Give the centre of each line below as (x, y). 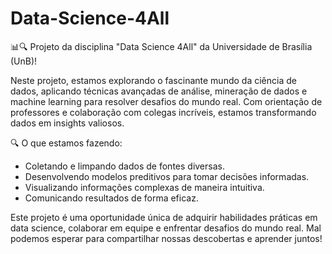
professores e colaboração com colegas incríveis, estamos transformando (163, 112)
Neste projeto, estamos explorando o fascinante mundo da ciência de (153, 80)
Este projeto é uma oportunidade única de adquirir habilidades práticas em (164, 217)
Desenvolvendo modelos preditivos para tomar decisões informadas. (167, 176)
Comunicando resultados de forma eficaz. (111, 198)
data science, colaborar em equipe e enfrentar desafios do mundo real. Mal (166, 228)
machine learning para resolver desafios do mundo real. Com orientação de (166, 101)
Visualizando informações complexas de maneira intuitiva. (144, 187)
